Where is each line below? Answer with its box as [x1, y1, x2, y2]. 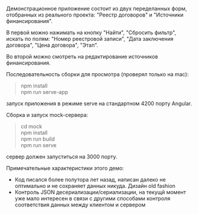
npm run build [20, 135, 55, 142]
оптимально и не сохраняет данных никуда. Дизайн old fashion [14, 183, 176, 189]
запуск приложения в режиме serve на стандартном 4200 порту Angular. [6, 100, 193, 107]
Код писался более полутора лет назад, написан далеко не [14, 176, 166, 183]
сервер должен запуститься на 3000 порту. [6, 153, 117, 160]
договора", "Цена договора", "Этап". [6, 41, 99, 48]
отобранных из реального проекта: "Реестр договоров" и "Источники [6, 11, 184, 18]
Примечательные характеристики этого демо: [6, 165, 124, 171]
